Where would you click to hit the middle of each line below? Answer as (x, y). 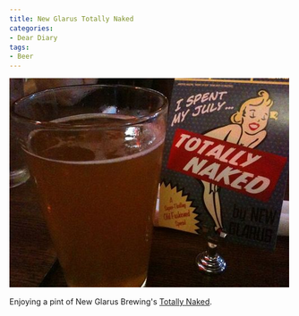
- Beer (21, 57)
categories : (31, 28)
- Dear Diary (34, 37)
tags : (19, 47)
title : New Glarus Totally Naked (72, 19)
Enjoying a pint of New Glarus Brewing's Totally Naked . (111, 302)
